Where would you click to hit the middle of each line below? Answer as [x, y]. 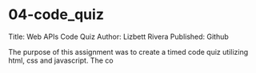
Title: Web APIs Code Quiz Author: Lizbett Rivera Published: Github [119, 36]
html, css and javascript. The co [61, 60]
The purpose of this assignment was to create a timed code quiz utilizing [128, 52]
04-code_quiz [56, 15]
